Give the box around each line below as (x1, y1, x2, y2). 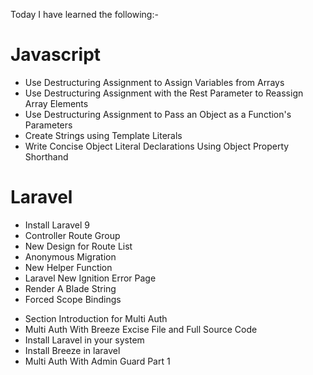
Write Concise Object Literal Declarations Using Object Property (24, 140, 290, 152)
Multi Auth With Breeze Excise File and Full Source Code (24, 323, 258, 335)
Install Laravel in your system (24, 334, 145, 346)
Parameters (24, 119, 73, 131)
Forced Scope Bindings (24, 293, 122, 305)
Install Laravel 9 (24, 219, 90, 231)
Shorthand (24, 150, 69, 163)
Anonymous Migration (24, 250, 117, 263)
